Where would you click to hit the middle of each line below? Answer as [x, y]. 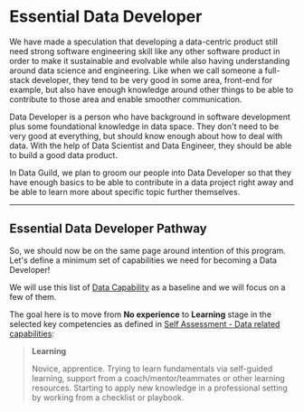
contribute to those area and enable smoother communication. [126, 99]
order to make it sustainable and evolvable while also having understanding [150, 61]
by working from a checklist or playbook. [108, 397]
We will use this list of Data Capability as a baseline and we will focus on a [147, 287]
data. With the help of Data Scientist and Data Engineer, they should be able [151, 145]
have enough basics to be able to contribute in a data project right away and [152, 182]
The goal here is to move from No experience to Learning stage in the [141, 314]
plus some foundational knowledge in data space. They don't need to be [144, 126]
